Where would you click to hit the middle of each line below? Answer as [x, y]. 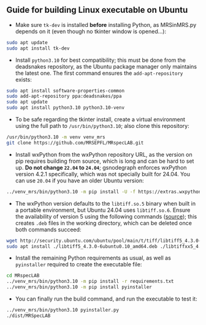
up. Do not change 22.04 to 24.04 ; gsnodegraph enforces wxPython [101, 167]
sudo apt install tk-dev [38, 48]
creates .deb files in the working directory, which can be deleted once [103, 223]
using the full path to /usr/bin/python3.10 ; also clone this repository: [102, 126]
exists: [23, 80]
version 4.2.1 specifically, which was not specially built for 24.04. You [102, 174]
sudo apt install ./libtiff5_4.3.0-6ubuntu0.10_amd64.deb [82, 246]
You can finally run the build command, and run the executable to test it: [106, 299]
